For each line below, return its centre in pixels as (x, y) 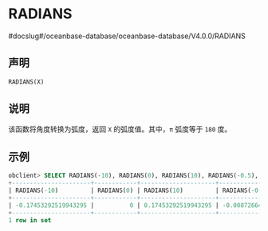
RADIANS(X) (26, 82)
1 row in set (30, 220)
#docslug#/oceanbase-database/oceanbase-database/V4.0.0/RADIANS (127, 36)
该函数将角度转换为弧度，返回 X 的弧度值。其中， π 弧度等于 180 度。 (120, 129)
